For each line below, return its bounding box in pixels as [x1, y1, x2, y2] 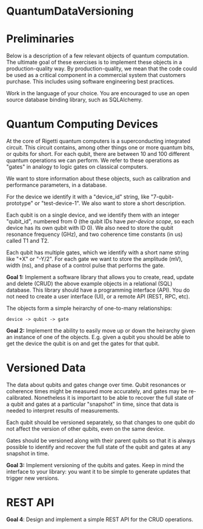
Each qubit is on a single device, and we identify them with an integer [6, 211, 180, 219]
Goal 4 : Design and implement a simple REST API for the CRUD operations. [6, 516, 194, 523]
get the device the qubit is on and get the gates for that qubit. [6, 340, 159, 347]
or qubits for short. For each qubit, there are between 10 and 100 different [6, 150, 190, 158]
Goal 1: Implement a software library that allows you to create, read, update [6, 274, 194, 281]
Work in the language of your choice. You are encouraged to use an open [6, 90, 190, 97]
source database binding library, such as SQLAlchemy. [6, 96, 143, 104]
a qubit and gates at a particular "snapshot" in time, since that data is [6, 400, 179, 408]
